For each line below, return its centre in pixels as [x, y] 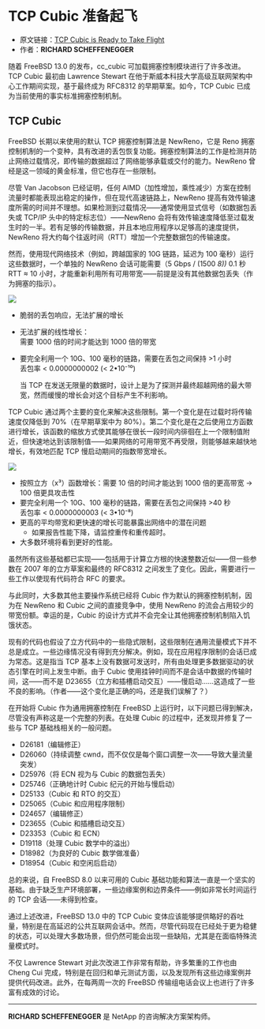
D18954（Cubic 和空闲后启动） [70, 862]
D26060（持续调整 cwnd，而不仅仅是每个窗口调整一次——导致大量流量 [136, 754]
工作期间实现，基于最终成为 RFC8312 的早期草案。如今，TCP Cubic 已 [129, 86]
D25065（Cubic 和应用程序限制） [74, 803]
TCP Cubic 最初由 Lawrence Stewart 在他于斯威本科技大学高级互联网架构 [127, 76]
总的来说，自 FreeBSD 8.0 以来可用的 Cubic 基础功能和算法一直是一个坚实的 [132, 879]
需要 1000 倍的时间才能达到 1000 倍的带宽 [88, 341]
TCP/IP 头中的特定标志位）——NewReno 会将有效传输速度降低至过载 [135, 217]
